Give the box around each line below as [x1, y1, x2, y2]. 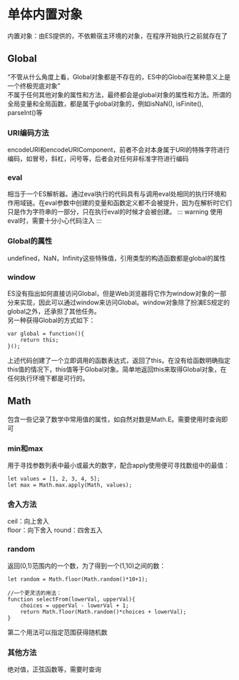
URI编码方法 [7, 128, 49, 138]
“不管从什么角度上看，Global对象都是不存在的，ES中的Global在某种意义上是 [7, 72, 230, 81]
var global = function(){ [7, 330, 84, 337]
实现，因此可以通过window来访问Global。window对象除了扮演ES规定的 [19, 298, 230, 306]
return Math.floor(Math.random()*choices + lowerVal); [20, 608, 187, 615]
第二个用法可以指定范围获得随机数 [7, 628, 108, 636]
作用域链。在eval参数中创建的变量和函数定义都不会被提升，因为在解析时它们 [7, 199, 232, 207]
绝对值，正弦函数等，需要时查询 [7, 665, 101, 674]
